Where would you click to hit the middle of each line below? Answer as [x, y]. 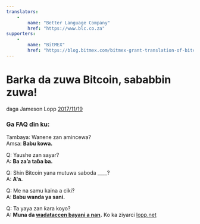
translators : [22, 12]
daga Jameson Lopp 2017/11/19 [45, 109]
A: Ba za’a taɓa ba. [29, 161]
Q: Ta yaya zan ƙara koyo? [38, 208]
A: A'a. [15, 179]
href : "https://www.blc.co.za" [66, 28]
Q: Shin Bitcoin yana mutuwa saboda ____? [58, 172]
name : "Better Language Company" [69, 23]
